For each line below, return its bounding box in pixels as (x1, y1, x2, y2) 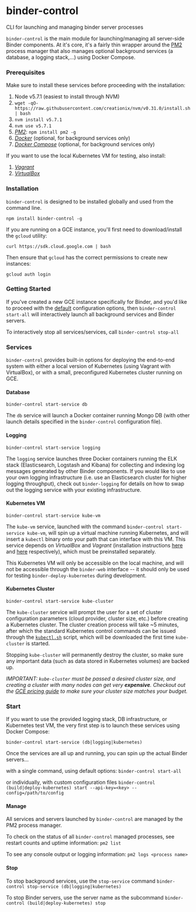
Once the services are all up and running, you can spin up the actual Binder (6, 750, 188, 757)
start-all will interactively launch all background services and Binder (6, 310, 174, 318)
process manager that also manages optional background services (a (6, 47, 174, 54)
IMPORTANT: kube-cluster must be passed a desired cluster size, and (6, 675, 176, 682)
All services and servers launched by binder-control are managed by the (6, 816, 183, 823)
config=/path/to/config (6, 790, 64, 796)
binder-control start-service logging (6, 445, 101, 451)
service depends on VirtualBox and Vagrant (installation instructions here (6, 542, 183, 549)
